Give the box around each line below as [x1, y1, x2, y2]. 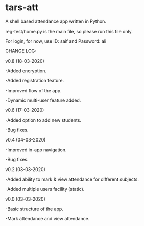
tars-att [5, 2, 39, 13]
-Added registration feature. [5, 77, 64, 83]
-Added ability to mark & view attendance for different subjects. [5, 176, 139, 182]
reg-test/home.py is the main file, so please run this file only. [5, 28, 133, 34]
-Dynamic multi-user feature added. [5, 97, 81, 103]
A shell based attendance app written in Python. [5, 18, 106, 24]
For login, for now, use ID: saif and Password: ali [5, 38, 106, 44]
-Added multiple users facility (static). [5, 186, 85, 192]
